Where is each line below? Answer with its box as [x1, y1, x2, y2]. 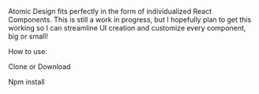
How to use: [8, 47, 47, 56]
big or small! [8, 31, 49, 41]
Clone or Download [8, 62, 71, 71]
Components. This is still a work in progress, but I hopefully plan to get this [8, 15, 252, 24]
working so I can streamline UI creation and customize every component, [8, 23, 246, 32]
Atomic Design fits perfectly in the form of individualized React [8, 7, 212, 16]
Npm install [8, 78, 45, 86]
